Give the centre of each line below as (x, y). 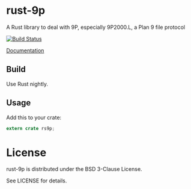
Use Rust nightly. (27, 84)
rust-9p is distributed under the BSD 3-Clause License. (74, 169)
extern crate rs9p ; (31, 128)
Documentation (25, 50)
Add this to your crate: (34, 117)
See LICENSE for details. (37, 181)
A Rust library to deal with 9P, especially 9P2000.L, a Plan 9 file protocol (96, 27)
